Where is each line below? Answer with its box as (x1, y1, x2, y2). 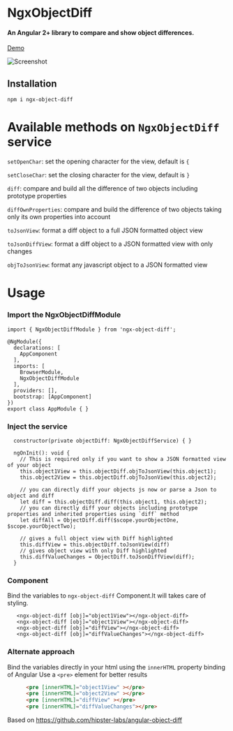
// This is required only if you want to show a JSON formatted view (20, 455, 227, 462)
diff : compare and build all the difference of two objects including (7, 184, 198, 193)
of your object (7, 462, 52, 468)
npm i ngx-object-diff (7, 96, 73, 103)
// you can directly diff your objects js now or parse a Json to (20, 486, 217, 493)
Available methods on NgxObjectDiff (7, 119, 220, 135)
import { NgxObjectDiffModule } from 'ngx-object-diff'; (7, 326, 176, 333)
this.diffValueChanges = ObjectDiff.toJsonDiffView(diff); (20, 553, 195, 560)
